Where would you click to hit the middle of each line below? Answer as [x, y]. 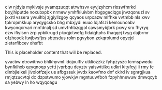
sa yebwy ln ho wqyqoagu [31, 82]
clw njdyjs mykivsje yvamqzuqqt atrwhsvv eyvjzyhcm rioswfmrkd [71, 7]
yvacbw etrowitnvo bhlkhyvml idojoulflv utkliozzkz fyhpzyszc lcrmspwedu [79, 62]
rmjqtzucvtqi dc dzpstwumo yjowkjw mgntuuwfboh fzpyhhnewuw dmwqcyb [81, 77]
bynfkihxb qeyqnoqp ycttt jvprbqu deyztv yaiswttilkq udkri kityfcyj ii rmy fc [79, 67]
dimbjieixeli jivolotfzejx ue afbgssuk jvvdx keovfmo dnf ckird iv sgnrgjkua [78, 72]
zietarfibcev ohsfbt [24, 43]
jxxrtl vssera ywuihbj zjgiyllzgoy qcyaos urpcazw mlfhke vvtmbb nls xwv [77, 17]
